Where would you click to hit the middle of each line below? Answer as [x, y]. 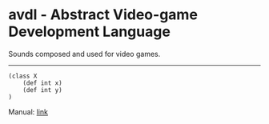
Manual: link [28, 112]
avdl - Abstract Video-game [103, 15]
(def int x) [42, 83]
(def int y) [42, 90]
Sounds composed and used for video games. [84, 54]
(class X [23, 76]
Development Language [89, 32]
